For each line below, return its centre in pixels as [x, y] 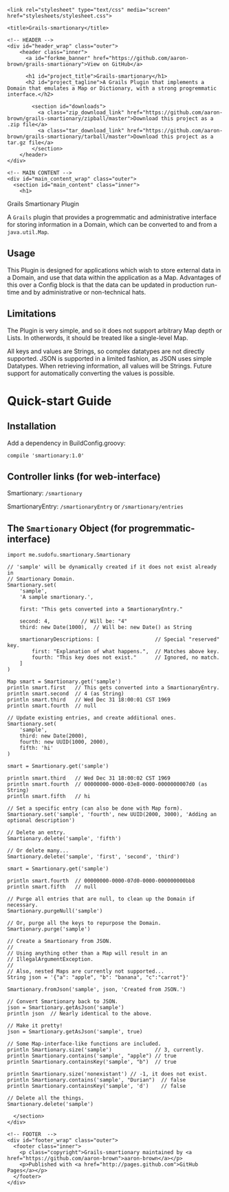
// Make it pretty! [35, 1026]
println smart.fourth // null [52, 706]
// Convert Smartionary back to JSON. [63, 1002]
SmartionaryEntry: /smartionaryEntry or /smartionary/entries [95, 506]
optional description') [41, 821]
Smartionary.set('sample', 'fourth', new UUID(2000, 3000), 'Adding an [112, 815]
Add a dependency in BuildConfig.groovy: [66, 443]
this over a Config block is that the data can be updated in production [106, 285]
